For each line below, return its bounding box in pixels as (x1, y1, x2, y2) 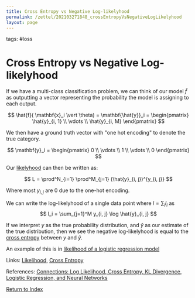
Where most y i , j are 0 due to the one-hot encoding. (6, 187, 130, 196)
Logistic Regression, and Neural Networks (6, 274, 108, 281)
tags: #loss (6, 36, 33, 43)
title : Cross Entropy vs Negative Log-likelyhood (6, 8, 130, 15)
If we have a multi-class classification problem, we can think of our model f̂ (6, 88, 187, 95)
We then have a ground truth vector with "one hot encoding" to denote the (6, 129, 186, 136)
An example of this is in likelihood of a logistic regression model (6, 245, 160, 252)
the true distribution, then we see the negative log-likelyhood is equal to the (6, 228, 189, 235)
